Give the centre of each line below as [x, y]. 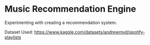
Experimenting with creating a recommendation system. [61, 22]
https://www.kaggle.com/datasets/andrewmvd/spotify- [90, 32]
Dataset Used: [19, 32]
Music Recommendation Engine [70, 9]
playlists [13, 37]
